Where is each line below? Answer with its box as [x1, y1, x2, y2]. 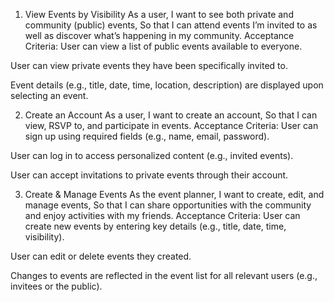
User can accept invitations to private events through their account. [10, 169, 289, 181]
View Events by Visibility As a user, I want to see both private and [24, 9, 294, 20]
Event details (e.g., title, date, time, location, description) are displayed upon [10, 79, 324, 91]
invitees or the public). [10, 280, 103, 292]
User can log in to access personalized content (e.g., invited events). [10, 150, 294, 161]
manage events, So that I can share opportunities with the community [24, 199, 312, 211]
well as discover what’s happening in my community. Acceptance [24, 30, 295, 41]
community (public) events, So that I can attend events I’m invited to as [24, 19, 318, 31]
